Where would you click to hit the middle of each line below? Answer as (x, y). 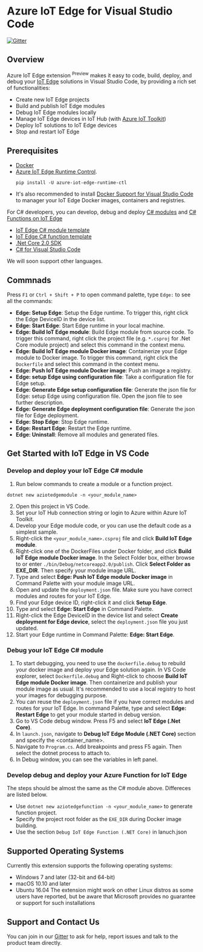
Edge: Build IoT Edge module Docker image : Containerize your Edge (101, 351)
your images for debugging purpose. (61, 695)
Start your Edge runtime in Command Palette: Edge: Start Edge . (95, 634)
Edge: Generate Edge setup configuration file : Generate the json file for (106, 390)
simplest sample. (37, 532)
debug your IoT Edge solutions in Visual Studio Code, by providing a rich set (101, 81)
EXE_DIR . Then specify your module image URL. (76, 570)
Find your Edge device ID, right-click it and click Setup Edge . (92, 602)
